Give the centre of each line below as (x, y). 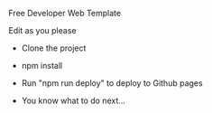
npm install (42, 66)
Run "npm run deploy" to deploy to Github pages (112, 83)
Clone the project (54, 48)
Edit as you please (42, 30)
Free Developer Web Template (65, 13)
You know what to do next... (73, 100)
